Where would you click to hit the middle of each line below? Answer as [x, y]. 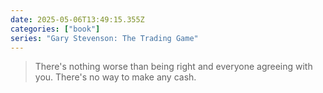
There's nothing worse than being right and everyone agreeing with [173, 67]
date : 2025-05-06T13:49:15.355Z [77, 19]
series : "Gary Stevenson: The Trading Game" [104, 38]
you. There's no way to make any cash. [115, 77]
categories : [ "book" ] [55, 29]
